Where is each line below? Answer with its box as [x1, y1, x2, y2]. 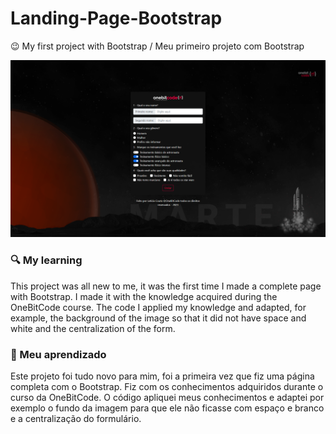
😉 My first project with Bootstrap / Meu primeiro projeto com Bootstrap [10, 40, 305, 52]
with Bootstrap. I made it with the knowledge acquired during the [10, 290, 278, 302]
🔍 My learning [10, 253, 83, 267]
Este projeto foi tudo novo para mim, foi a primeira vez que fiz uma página [10, 370, 315, 382]
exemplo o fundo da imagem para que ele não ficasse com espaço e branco [10, 402, 325, 414]
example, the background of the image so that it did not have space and [10, 312, 307, 324]
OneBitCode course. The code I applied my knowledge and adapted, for [10, 301, 307, 313]
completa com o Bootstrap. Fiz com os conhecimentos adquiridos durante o [10, 381, 324, 393]
